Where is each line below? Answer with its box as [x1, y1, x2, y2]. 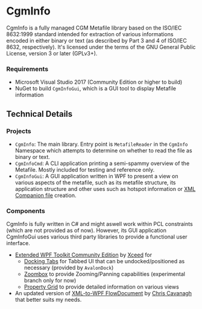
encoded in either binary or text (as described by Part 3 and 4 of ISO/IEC [6, 37, 187, 44]
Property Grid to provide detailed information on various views [24, 283, 179, 290]
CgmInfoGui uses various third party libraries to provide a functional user [6, 233, 188, 240]
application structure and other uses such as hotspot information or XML [14, 185, 196, 192]
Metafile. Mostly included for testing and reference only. [14, 166, 155, 173]
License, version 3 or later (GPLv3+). [6, 49, 98, 57]
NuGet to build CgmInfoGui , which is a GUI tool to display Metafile [14, 85, 177, 92]
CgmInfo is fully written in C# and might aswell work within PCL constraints [6, 220, 193, 228]
